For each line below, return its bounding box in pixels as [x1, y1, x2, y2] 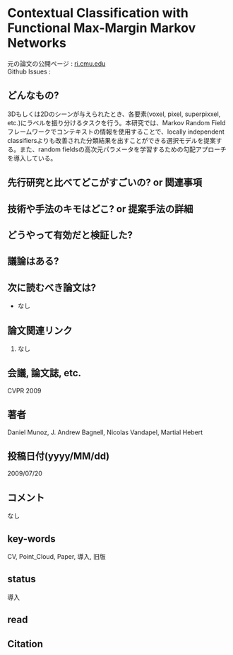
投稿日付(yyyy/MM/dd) [7, 450, 110, 462]
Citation [7, 638, 44, 650]
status [7, 573, 37, 585]
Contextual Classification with [7, 5, 189, 21]
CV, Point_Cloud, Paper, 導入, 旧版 [7, 552, 106, 560]
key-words [7, 533, 56, 545]
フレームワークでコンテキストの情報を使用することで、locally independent [7, 127, 225, 136]
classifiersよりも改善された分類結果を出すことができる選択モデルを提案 [7, 136, 217, 144]
